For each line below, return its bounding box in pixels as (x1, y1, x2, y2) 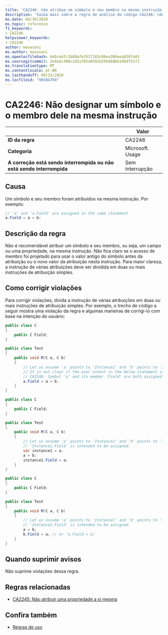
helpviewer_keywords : (5, 36, 50, 41)
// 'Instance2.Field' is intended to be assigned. (23, 522, 131, 527)
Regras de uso (12, 624, 42, 630)
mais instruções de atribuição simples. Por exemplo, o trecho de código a (5, 302, 156, 308)
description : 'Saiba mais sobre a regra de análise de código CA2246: (5, 12, 155, 17)
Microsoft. (125, 144, 149, 151)
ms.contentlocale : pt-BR (5, 68, 57, 73)
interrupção (125, 165, 153, 172)
